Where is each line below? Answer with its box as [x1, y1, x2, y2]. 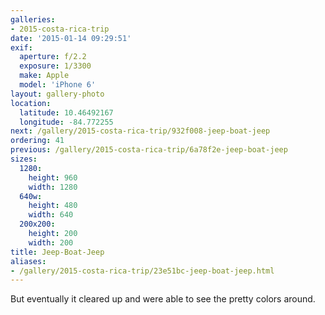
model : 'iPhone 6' [19, 80, 97, 90]
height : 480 [28, 201, 78, 211]
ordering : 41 [10, 136, 65, 146]
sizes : [10, 154, 38, 164]
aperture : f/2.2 [19, 52, 87, 62]
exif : [10, 42, 33, 53]
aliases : [10, 256, 47, 266]
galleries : [10, 14, 56, 25]
